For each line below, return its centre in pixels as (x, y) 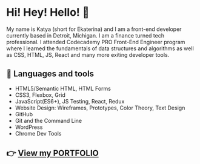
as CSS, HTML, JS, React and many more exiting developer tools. (88, 54)
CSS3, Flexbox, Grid (40, 95)
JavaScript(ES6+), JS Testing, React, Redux (70, 101)
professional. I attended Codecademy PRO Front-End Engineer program (96, 42)
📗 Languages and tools (50, 74)
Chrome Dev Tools (38, 133)
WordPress (29, 127)
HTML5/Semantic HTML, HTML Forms (63, 88)
